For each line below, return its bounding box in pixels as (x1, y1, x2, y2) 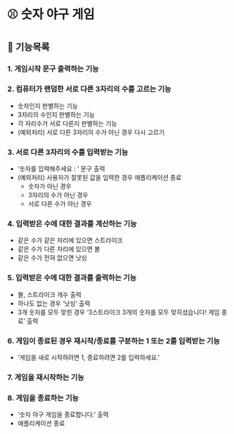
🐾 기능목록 (7, 41, 51, 53)
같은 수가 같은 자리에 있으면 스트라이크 (17, 236, 123, 244)
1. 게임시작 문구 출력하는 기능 (7, 64, 100, 74)
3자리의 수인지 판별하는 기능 (17, 110, 95, 119)
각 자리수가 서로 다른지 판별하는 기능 (17, 119, 117, 127)
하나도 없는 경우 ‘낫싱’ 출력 (17, 299, 91, 308)
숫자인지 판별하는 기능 (17, 101, 79, 110)
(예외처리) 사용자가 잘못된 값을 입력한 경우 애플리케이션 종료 (17, 173, 182, 182)
